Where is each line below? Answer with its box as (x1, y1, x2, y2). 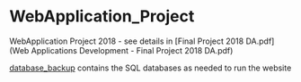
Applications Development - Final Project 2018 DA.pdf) (31, 45, 234, 55)
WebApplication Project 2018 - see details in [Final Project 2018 (9, 36, 244, 46)
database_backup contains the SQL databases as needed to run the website (9, 62, 292, 73)
